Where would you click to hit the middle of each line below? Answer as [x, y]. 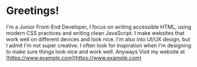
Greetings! [33, 11]
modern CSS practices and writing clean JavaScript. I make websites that [95, 33]
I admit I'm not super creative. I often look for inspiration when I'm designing [99, 45]
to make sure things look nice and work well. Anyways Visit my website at [96, 51]
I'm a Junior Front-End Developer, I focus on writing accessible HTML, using [99, 27]
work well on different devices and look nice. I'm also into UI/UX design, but [98, 39]
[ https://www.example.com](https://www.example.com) [74, 58]
